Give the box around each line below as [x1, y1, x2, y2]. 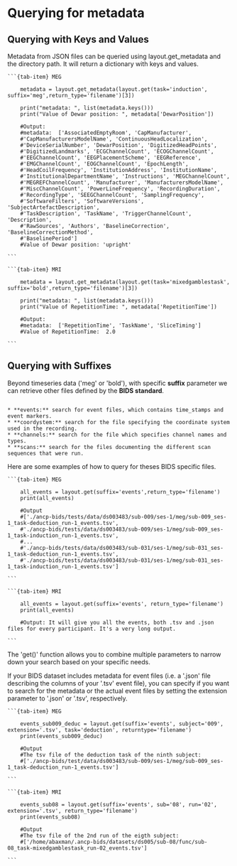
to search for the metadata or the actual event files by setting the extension [7, 686, 228, 695]
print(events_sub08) [20, 813, 81, 821]
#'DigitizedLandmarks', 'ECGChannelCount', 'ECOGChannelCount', [20, 148, 214, 155]
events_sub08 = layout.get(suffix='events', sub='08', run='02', [20, 801, 218, 808]
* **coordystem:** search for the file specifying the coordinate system [7, 418, 231, 426]
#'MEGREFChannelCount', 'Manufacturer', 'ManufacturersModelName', [20, 179, 224, 186]
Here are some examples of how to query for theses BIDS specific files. [7, 462, 216, 470]
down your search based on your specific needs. [7, 657, 150, 666]
